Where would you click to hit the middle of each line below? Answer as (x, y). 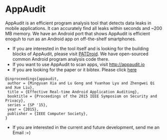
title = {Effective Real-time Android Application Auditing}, (73, 92)
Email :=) (21, 133)
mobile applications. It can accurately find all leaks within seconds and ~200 (84, 28)
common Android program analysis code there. (61, 59)
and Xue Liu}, (20, 87)
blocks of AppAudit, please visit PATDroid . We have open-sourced (80, 54)
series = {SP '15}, (28, 105)
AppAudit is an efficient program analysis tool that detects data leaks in (78, 23)
